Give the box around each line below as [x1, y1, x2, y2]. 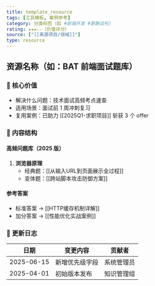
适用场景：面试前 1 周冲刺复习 [15, 104, 91, 111]
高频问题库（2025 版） [6, 145, 65, 152]
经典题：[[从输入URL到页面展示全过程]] [24, 167, 124, 174]
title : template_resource [6, 9, 72, 15]
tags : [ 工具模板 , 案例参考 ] [6, 15, 70, 21]
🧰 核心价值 [6, 81, 38, 90]
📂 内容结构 [6, 128, 38, 137]
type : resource [6, 37, 45, 43]
